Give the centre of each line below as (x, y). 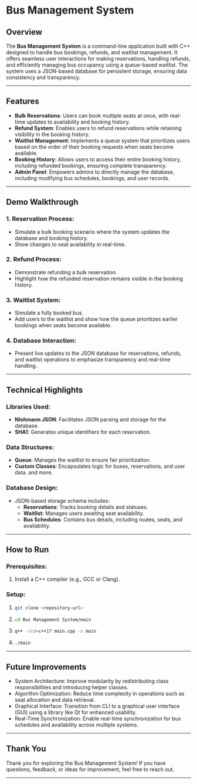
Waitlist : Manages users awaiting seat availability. (84, 513)
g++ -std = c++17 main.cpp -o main (55, 631)
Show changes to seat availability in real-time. (70, 244)
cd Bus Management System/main (53, 619)
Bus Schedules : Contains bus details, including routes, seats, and (103, 519)
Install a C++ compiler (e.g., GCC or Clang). (67, 579)
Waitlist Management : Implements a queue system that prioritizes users (102, 140)
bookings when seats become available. (63, 325)
